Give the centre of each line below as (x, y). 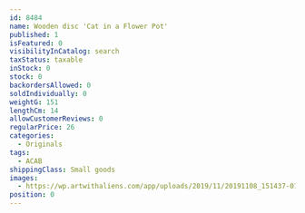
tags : (20, 152)
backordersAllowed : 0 (50, 85)
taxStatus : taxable (46, 60)
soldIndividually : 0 (49, 93)
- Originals (40, 144)
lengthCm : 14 (34, 111)
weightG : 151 (34, 102)
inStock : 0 (30, 69)
